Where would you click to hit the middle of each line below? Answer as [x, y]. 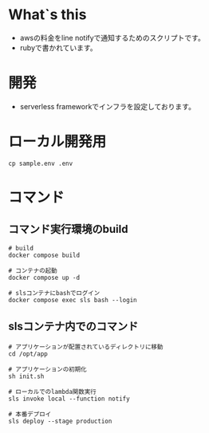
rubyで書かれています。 [58, 47]
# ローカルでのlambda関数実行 [53, 392]
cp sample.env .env [41, 163]
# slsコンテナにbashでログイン [54, 293]
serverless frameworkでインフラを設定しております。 [107, 106]
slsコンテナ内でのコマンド [73, 327]
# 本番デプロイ [30, 414]
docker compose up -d [44, 278]
